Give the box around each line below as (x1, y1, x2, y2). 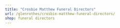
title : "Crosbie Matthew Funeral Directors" (5, 7, 96, 12)
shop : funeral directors (5, 16, 55, 20)
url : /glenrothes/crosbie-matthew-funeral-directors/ (5, 11, 116, 16)
